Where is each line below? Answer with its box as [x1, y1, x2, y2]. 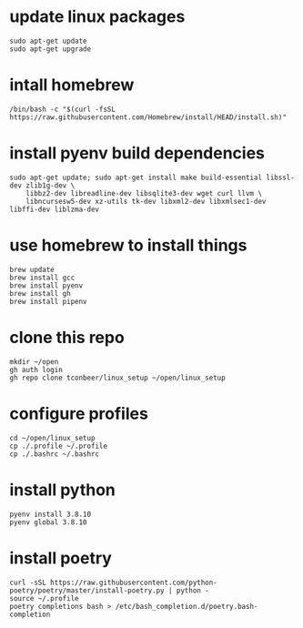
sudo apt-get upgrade [9, 44, 92, 54]
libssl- [266, 173, 296, 182]
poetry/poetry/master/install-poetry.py [9, 585, 166, 595]
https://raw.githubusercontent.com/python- [49, 578, 218, 587]
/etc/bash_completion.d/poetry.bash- [115, 602, 258, 611]
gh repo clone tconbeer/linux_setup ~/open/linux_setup [9, 373, 226, 382]
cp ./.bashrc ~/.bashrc [9, 449, 100, 459]
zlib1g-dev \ [25, 180, 76, 190]
